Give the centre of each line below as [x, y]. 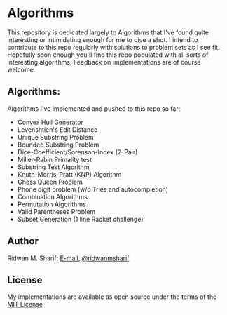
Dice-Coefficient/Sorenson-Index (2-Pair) [77, 152]
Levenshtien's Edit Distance [57, 129]
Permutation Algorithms [51, 204]
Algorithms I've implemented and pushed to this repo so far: [94, 108]
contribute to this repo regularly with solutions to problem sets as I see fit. [114, 47]
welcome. [21, 69]
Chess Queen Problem [50, 182]
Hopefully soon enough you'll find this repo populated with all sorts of [108, 55]
